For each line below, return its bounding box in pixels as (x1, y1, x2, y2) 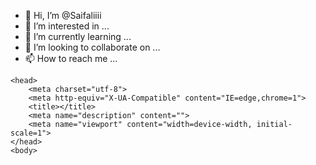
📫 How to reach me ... (24, 53, 118, 64)
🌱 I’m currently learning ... (24, 31, 132, 42)
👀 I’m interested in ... (24, 20, 110, 32)
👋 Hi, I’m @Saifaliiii (24, 10, 102, 21)
